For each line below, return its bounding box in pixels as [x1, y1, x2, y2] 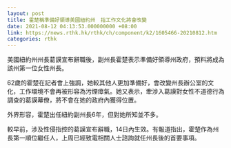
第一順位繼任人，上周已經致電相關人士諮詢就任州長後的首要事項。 [12, 134, 201, 142]
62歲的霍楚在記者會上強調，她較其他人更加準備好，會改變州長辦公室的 [7, 78, 208, 87]
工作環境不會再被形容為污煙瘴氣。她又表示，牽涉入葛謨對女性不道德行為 [19, 87, 225, 96]
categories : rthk [7, 36, 57, 43]
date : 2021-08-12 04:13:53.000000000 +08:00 [7, 23, 137, 30]
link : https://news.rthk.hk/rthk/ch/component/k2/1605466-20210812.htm [7, 29, 217, 36]
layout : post [7, 10, 45, 17]
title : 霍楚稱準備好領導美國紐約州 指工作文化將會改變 [7, 17, 147, 23]
